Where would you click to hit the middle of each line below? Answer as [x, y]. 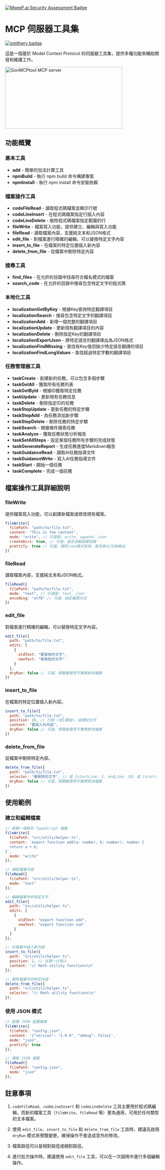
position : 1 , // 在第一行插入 [38, 961]
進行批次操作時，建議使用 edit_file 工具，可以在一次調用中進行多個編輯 [86, 1156]
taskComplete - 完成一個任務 [42, 471]
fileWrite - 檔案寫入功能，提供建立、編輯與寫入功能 [64, 226]
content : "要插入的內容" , [34, 725]
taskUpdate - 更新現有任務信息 [44, 396]
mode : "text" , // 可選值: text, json [47, 593]
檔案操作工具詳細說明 [37, 488]
